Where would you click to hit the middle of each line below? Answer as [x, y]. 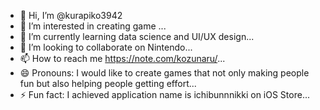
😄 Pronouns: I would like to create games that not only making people [164, 73]
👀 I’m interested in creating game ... [93, 26]
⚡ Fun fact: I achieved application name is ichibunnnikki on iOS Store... [164, 94]
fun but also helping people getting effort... [108, 83]
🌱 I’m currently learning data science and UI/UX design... [137, 36]
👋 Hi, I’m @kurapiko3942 [71, 15]
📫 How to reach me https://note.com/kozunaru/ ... [122, 58]
